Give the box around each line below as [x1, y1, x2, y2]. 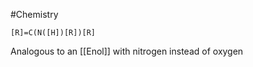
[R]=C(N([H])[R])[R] [10, 28, 97, 38]
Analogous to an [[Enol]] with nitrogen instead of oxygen [10, 45, 244, 57]
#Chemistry [10, 9, 59, 20]
